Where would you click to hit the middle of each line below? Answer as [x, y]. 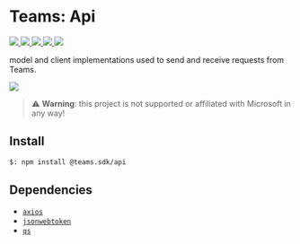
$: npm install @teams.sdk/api [68, 162]
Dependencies [51, 190]
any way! [48, 113]
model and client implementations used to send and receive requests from [147, 59]
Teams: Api [53, 17]
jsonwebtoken [47, 222]
